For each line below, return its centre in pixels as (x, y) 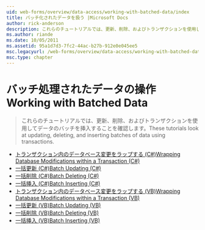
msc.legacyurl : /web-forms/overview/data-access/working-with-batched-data (105, 52)
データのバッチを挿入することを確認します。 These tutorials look (118, 128)
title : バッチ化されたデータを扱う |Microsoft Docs (67, 18)
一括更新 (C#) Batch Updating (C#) (58, 168)
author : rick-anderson (35, 23)
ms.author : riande (30, 35)
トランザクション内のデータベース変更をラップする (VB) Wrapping (98, 191)
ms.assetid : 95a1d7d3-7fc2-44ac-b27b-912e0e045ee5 (72, 46)
